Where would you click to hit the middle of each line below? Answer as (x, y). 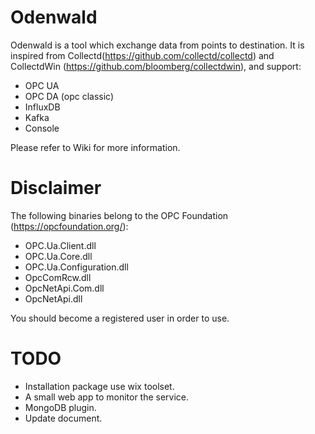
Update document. (63, 418)
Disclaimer (56, 188)
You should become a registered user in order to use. (120, 318)
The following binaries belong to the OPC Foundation (119, 215)
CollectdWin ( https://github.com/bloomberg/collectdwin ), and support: (156, 66)
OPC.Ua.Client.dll (60, 245)
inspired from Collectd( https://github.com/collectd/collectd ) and (142, 55)
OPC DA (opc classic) (69, 96)
